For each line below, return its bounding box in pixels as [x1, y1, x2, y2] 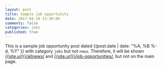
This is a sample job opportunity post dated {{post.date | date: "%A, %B [5, 43, 150, 49]
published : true [5, 30, 38, 34]
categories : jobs [5, 25, 40, 30]
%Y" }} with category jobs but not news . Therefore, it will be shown [10, 48, 144, 54]
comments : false [5, 20, 38, 26]
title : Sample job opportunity [5, 12, 69, 17]
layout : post [5, 7, 32, 12]
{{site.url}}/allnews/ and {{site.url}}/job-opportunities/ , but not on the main [5, 53, 155, 59]
